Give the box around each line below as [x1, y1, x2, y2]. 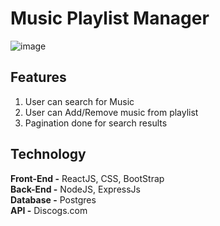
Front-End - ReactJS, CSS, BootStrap [10, 172, 165, 184]
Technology [10, 146, 87, 163]
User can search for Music [24, 95, 135, 107]
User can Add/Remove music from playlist [24, 106, 199, 118]
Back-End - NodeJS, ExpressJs [10, 183, 141, 195]
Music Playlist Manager [10, 7, 210, 30]
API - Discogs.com [10, 204, 88, 216]
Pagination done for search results [24, 117, 168, 129]
